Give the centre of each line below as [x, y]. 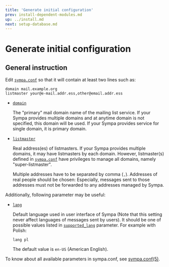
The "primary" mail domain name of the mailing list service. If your [81, 113]
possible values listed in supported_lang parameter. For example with [84, 225]
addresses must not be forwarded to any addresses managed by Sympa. [88, 185]
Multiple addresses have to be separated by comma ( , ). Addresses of [85, 174]
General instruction [36, 68]
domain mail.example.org [31, 89]
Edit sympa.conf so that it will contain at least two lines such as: [71, 80]
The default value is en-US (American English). [60, 249]
